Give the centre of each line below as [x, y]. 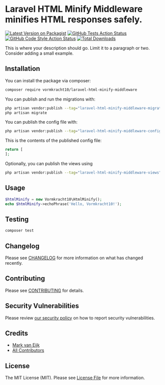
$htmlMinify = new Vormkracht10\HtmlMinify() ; [54, 199]
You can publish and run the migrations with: [50, 99]
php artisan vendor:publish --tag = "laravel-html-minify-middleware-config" [84, 131]
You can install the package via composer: [48, 80]
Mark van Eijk [26, 345]
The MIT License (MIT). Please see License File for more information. [75, 378]
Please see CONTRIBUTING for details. [45, 290]
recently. [14, 263]
